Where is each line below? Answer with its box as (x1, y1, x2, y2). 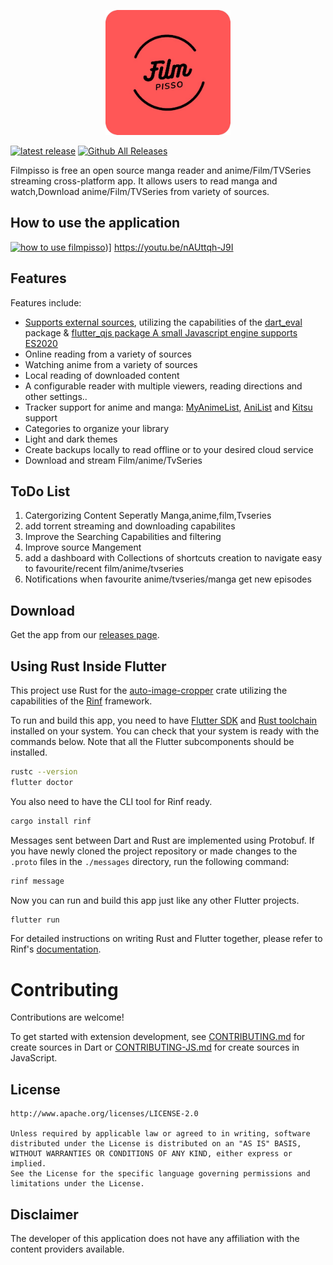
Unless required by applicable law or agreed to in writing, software (10, 1129, 311, 1139)
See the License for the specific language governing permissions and (10, 1169, 311, 1179)
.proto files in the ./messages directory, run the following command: (10, 855, 290, 867)
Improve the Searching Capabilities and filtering (24, 531, 222, 543)
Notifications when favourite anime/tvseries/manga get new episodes (24, 573, 312, 585)
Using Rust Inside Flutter (10, 658, 167, 675)
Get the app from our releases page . (10, 629, 160, 641)
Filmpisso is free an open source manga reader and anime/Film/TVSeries (10, 165, 312, 176)
